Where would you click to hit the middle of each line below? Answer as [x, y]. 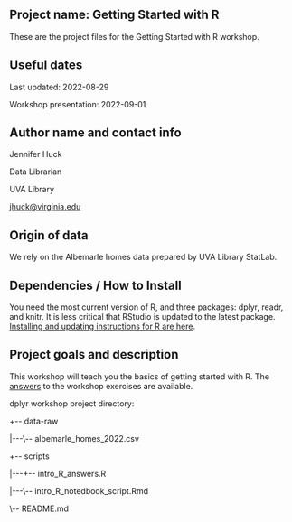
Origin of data [49, 235]
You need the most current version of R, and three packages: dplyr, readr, [146, 307]
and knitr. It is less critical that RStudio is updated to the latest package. [142, 317]
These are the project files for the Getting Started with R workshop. [134, 36]
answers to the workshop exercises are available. [101, 386]
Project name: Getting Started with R [114, 15]
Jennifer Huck [36, 154]
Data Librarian [36, 172]
